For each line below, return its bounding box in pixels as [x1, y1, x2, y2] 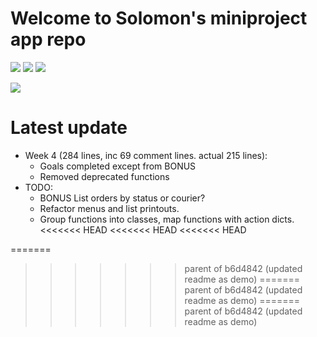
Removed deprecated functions [39, 170, 170, 182]
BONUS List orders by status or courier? [39, 192, 206, 204]
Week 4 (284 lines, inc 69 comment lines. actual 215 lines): [24, 149, 268, 161]
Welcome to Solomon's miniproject [10, 7, 308, 30]
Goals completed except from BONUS [39, 160, 197, 172]
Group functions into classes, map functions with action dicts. [39, 213, 295, 225]
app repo [10, 28, 87, 51]
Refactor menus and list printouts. [39, 202, 180, 214]
